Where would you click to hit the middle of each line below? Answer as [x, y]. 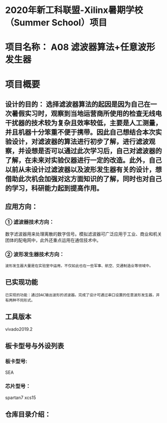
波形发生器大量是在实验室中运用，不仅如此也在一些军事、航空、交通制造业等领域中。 [79, 266]
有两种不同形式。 [20, 300]
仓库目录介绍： [28, 414]
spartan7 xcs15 [21, 397]
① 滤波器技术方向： [30, 222]
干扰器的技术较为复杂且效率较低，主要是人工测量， [83, 123]
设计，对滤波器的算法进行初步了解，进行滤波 [80, 142]
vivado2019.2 [19, 329]
